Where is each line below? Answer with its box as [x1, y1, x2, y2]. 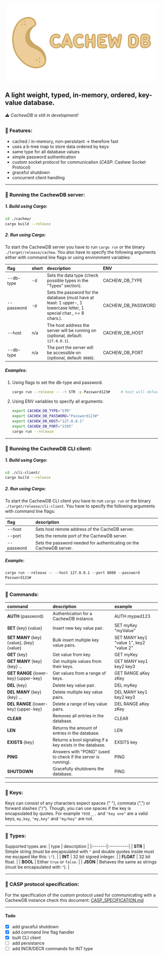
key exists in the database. [52, 742, 106, 748]
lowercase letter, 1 [47, 305, 84, 311]
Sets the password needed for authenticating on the [35, 540, 139, 545]
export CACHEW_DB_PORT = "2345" [12, 424, 74, 429]
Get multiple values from [52, 658, 102, 664]
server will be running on [47, 327, 97, 333]
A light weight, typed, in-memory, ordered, [5, 91, 137, 99]
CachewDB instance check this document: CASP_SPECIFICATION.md [5, 897, 144, 903]
